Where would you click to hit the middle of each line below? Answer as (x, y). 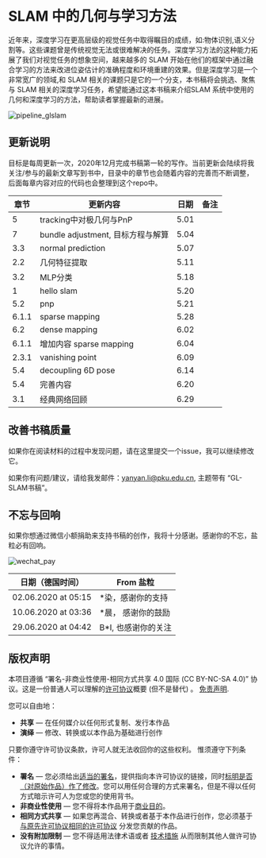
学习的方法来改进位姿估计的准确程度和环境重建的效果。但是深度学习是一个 (136, 69)
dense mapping (68, 329)
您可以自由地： (32, 706)
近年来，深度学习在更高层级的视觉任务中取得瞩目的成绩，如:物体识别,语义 (128, 40)
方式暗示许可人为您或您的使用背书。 (79, 796)
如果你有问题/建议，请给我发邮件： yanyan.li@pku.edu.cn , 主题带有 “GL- (125, 477)
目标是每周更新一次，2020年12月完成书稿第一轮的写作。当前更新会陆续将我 (131, 163)
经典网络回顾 (63, 400)
